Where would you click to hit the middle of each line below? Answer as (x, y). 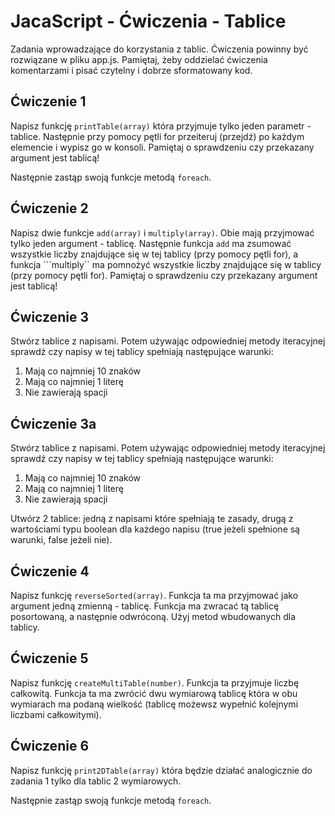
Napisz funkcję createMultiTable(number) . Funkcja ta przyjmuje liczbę (155, 682)
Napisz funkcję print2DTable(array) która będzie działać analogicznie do (161, 770)
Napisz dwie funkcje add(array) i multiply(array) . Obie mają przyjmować (162, 232)
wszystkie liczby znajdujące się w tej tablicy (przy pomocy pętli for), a (154, 254)
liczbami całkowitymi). (56, 714)
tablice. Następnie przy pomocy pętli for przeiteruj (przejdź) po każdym (157, 136)
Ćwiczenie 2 (49, 208)
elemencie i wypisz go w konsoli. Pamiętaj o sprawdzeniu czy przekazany (162, 147)
